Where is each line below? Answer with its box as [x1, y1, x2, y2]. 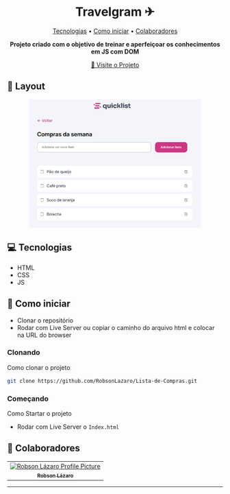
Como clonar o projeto [7, 363, 71, 371]
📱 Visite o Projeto [90, 60, 140, 69]
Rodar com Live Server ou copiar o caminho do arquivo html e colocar [16, 323, 215, 331]
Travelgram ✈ [75, 4, 155, 20]
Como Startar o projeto [7, 410, 72, 417]
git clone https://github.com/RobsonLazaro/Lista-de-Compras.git [7, 377, 197, 384]
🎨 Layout [7, 80, 46, 93]
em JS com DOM [91, 47, 139, 56]
